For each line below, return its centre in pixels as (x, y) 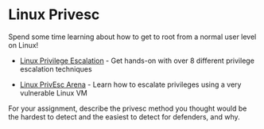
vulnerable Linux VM (53, 92)
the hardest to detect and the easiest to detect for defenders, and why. (124, 116)
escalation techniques (56, 68)
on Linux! (23, 45)
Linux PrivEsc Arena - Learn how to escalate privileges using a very (130, 84)
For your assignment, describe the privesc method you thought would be (128, 108)
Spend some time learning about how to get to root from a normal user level (132, 37)
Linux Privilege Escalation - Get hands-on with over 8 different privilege (137, 61)
